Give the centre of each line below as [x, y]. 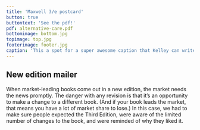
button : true [22, 17]
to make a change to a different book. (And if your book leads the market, [96, 101]
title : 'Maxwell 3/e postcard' [45, 12]
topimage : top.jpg [29, 39]
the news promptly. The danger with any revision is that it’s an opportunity [97, 95]
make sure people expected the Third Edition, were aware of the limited [94, 114]
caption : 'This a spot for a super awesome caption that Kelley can [93, 51]
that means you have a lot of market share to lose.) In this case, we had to [97, 108]
